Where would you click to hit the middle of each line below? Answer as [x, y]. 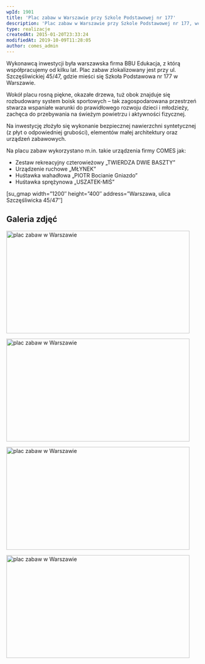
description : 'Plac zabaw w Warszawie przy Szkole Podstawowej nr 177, [99, 23]
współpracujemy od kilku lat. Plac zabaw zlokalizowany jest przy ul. [91, 70]
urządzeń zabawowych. [36, 138]
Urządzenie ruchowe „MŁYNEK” [56, 169]
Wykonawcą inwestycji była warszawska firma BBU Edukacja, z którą [93, 63]
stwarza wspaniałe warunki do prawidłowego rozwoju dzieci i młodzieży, [98, 107]
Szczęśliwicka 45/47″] [34, 200]
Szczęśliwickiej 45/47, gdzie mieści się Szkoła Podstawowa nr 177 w [92, 76]
